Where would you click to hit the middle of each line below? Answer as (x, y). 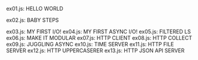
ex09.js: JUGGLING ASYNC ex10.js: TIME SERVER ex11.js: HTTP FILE (90, 44)
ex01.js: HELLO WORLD (35, 9)
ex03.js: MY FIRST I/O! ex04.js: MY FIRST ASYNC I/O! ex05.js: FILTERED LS (99, 31)
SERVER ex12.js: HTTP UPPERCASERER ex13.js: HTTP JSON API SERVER (95, 50)
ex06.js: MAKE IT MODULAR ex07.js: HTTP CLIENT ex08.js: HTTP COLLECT (99, 38)
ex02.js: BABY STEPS (33, 20)
